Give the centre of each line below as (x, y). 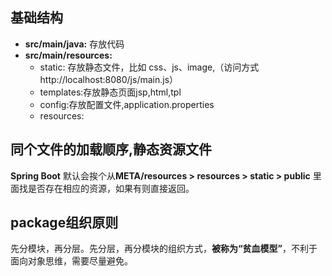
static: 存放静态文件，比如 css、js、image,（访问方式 (149, 67)
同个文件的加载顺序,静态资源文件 (111, 149)
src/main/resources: (68, 55)
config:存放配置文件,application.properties (127, 104)
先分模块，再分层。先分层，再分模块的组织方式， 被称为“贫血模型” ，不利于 (164, 249)
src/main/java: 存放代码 (74, 44)
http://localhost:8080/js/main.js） (109, 79)
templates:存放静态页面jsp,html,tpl (110, 92)
